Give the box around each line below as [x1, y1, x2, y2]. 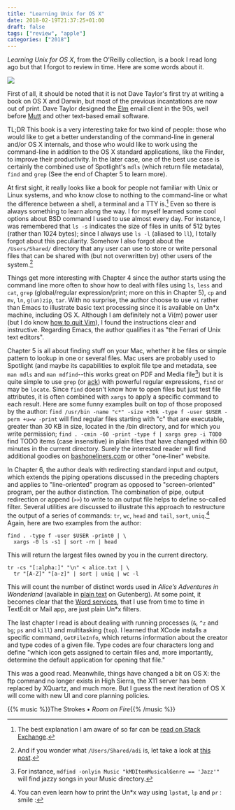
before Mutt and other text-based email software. [7, 112, 150, 120]
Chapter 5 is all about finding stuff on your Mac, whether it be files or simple [7, 347, 227, 355]
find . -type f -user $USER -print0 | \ [7, 532, 127, 539]
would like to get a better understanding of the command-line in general [7, 133, 215, 141]
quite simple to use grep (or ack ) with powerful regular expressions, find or [7, 378, 224, 386]
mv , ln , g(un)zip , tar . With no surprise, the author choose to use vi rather [7, 296, 219, 304]
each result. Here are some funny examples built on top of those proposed [7, 400, 222, 408]
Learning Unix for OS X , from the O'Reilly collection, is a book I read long [7, 55, 217, 64]
